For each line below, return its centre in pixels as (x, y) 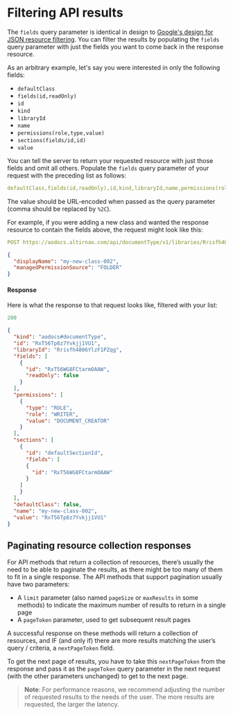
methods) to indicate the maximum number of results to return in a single (121, 605)
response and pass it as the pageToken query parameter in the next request (114, 669)
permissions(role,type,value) (61, 133)
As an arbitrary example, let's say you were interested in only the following (114, 67)
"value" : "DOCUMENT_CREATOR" (68, 421)
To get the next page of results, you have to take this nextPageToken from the (116, 662)
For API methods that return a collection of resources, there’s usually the (111, 562)
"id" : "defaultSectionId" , (64, 453)
